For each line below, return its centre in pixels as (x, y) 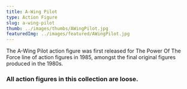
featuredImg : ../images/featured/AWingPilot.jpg (68, 34)
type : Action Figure (32, 17)
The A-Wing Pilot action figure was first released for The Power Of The (93, 51)
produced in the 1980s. (35, 64)
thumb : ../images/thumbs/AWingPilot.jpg (58, 28)
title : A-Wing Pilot (32, 12)
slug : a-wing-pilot (31, 23)
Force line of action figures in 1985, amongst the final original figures (91, 57)
